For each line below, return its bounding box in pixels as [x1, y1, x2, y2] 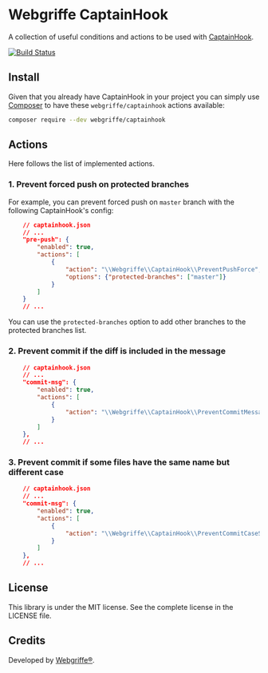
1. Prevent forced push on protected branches [8, 179, 190, 190]
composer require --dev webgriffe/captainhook [8, 116, 166, 124]
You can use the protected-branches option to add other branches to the [8, 317, 246, 327]
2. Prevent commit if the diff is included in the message [8, 346, 226, 357]
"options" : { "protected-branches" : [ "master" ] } [65, 273, 227, 281]
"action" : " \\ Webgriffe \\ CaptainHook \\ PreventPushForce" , [65, 265, 262, 273]
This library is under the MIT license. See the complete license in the [8, 602, 234, 612]
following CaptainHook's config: [8, 205, 114, 215]
